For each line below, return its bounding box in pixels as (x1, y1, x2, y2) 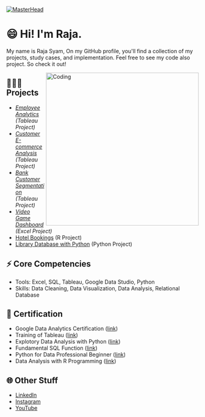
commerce (15, 142, 43, 150)
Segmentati (15, 182, 45, 189)
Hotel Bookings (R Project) (15, 234, 82, 241)
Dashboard (15, 221, 44, 228)
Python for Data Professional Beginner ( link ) (15, 351, 126, 358)
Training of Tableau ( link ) (15, 331, 78, 339)
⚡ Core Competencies (6, 259, 92, 269)
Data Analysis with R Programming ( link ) (15, 358, 117, 365)
